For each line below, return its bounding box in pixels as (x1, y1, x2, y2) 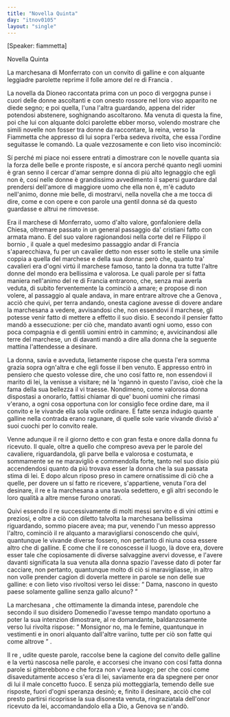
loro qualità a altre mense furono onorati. (7, 494, 122, 502)
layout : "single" (7, 23, 57, 30)
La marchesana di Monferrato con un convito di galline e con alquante (7, 68, 205, 76)
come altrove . (7, 638, 52, 646)
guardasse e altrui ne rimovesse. (7, 205, 100, 214)
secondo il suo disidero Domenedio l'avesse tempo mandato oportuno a (7, 608, 211, 616)
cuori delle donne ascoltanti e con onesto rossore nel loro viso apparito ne (7, 96, 218, 105)
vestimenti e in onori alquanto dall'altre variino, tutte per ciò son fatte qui (7, 630, 213, 638)
